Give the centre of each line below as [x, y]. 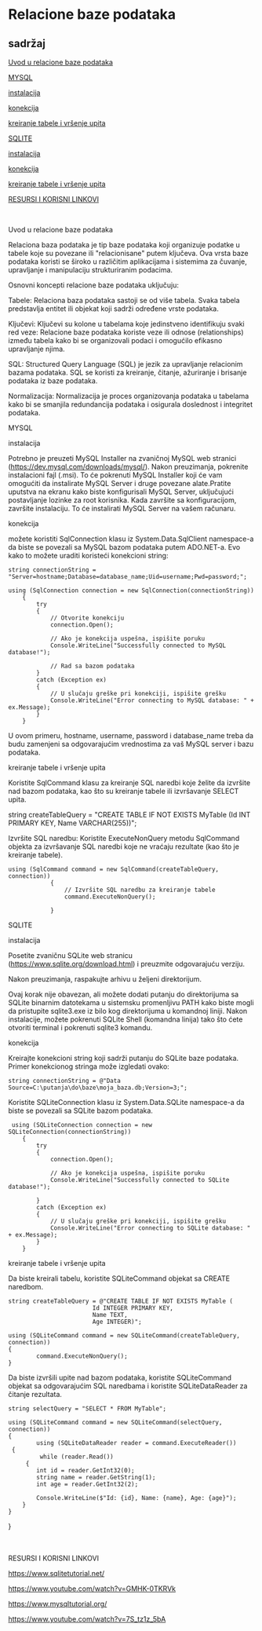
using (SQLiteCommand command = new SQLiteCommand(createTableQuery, [124, 1336]
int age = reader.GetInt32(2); [87, 1484]
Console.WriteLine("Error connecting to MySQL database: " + [152, 700]
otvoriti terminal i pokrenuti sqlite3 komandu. [80, 1028]
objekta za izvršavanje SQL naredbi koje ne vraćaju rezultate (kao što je [124, 847]
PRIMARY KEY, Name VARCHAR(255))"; [73, 823]
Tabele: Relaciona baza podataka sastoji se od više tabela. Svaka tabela [124, 300]
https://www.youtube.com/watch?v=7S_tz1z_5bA [87, 1619]
